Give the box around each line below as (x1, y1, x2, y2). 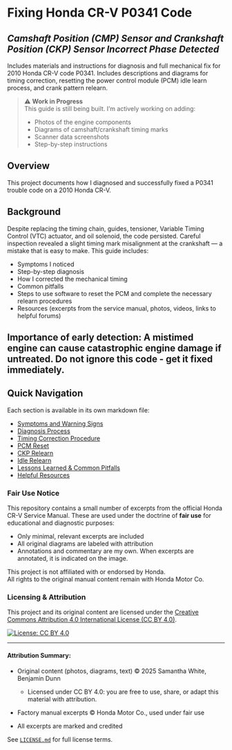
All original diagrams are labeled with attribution (17, 539, 153, 548)
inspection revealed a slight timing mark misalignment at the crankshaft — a (7, 239, 223, 247)
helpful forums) (17, 311, 61, 320)
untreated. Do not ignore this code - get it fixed (7, 354, 213, 365)
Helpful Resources (17, 471, 70, 479)
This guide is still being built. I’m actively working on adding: (23, 105, 195, 112)
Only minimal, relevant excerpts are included (17, 532, 144, 541)
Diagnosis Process (17, 426, 70, 435)
